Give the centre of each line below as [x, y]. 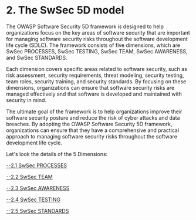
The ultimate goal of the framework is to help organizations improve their [94, 111]
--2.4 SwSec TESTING [33, 199]
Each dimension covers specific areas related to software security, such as [97, 69]
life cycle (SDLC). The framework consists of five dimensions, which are [93, 45]
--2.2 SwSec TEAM [29, 177]
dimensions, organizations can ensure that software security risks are [90, 87]
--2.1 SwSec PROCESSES [37, 165]
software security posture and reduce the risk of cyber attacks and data [93, 117]
